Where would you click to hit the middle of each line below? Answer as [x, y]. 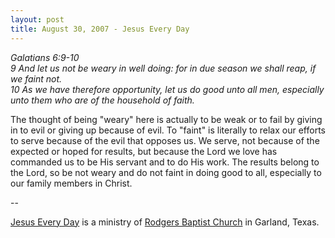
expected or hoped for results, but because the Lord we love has [144, 151]
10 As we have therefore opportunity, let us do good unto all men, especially [167, 89]
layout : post [37, 19]
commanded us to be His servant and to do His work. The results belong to [165, 162]
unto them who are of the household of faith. [102, 100]
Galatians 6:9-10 [45, 57]
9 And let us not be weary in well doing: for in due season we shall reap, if [163, 68]
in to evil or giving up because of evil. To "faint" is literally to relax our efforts [168, 130]
